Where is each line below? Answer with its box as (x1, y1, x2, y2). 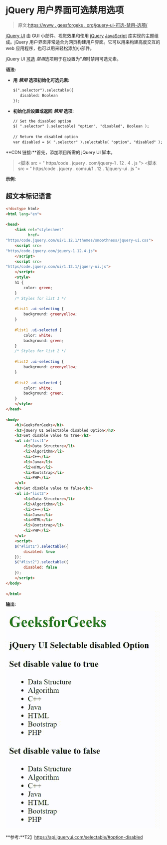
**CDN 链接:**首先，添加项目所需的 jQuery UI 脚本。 (5, 149, 115, 155)
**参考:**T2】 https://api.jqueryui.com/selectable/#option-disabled (5, 834, 143, 840)
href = (27, 233, 39, 238)
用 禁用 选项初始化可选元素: (12, 77, 70, 83)
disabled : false (23, 565, 57, 570)
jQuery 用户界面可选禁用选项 (5, 5, 124, 16)
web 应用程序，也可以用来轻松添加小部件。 (5, 45, 94, 51)
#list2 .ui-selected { (14, 380, 62, 385)
